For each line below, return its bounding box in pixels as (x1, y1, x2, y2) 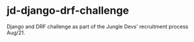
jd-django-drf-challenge (6, 4, 129, 17)
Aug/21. (6, 29, 25, 36)
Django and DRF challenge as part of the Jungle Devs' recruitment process (6, 23, 189, 30)
